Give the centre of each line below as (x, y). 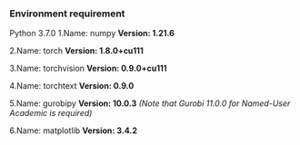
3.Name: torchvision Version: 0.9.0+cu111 (88, 68)
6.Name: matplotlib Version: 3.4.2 (74, 130)
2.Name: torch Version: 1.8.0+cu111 (76, 51)
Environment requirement (67, 14)
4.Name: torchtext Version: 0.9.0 (72, 86)
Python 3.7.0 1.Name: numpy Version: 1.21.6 (92, 34)
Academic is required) (51, 113)
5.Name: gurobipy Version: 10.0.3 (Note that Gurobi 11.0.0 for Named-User (150, 103)
